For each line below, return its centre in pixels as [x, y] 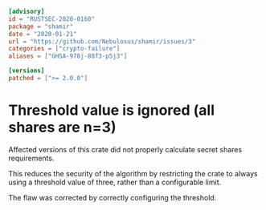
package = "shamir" [41, 26]
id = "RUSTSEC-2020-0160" [51, 19]
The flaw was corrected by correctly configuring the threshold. [113, 197]
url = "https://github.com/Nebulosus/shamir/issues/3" [102, 41]
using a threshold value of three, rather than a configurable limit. [115, 182]
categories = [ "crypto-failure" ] [64, 49]
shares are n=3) [62, 127]
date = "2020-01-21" [43, 34]
